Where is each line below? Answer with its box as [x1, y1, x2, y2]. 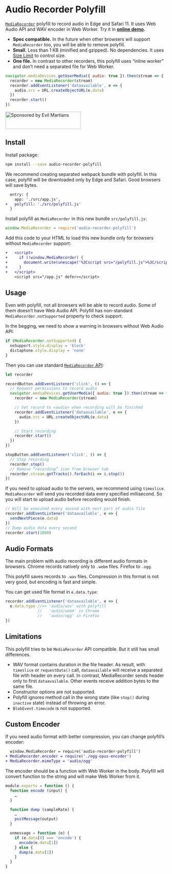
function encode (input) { [10, 788, 68, 793]
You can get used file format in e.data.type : [5, 589, 98, 595]
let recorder [5, 372, 33, 377]
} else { [14, 845, 33, 850]
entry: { [10, 192, 29, 197]
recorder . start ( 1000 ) [5, 530, 52, 536]
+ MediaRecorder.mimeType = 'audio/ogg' [5, 759, 93, 764]
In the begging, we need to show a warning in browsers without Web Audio [5, 323, 164, 329]
